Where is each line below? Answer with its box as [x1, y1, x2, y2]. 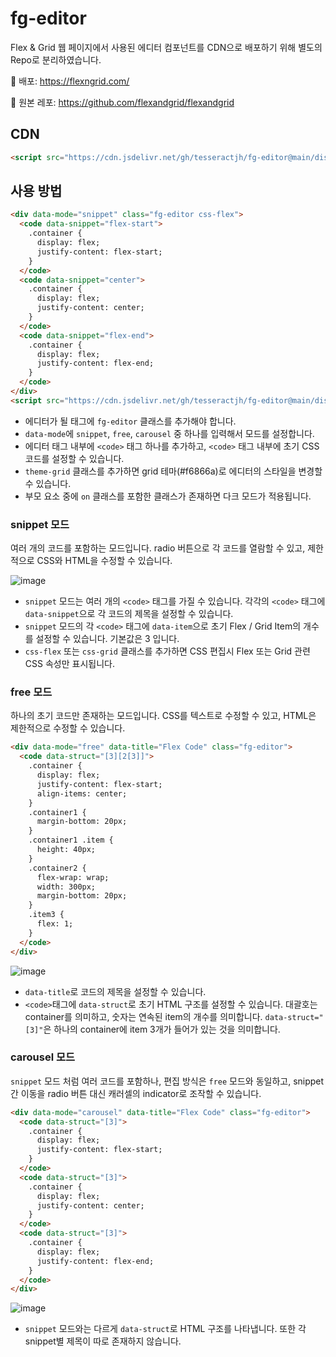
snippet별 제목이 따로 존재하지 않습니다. [24, 1335, 182, 1347]
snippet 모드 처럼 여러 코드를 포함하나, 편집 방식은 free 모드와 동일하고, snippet [10, 1075, 325, 1087]
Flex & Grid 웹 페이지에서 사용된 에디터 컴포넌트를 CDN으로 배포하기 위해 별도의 [10, 41, 323, 53]
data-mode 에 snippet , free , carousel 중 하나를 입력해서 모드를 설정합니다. [24, 427, 315, 439]
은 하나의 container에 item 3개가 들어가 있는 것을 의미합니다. [43, 1023, 281, 1035]
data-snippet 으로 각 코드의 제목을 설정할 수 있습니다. [24, 608, 234, 620]
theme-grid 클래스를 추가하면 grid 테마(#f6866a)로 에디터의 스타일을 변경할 [24, 465, 323, 477]
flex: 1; [36, 919, 74, 929]
